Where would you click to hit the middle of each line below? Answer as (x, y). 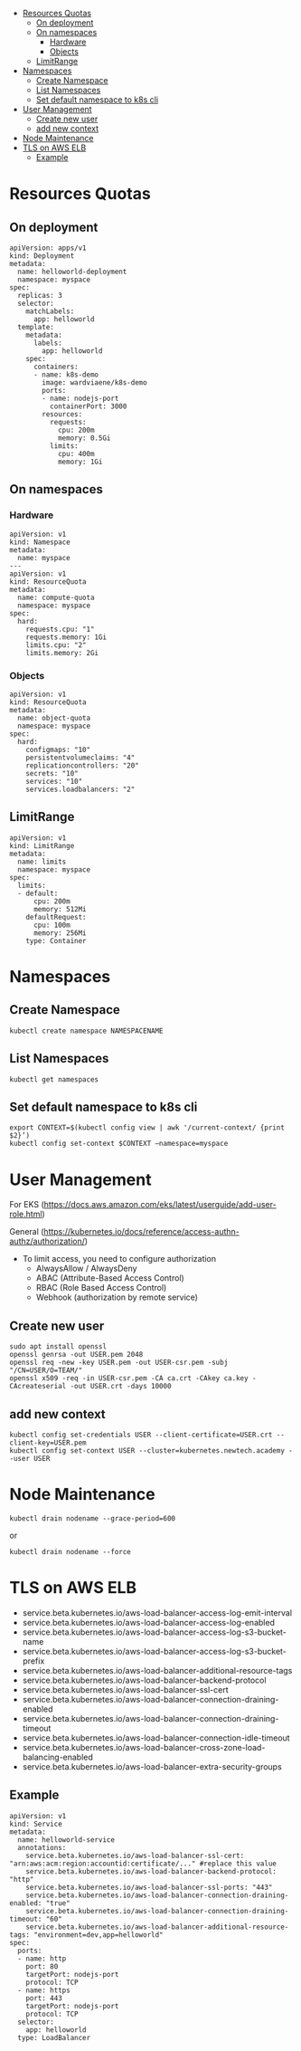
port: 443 (44, 1998)
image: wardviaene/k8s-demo (94, 383)
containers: (56, 367)
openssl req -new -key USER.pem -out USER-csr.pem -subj (119, 1363)
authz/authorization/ (47, 1241)
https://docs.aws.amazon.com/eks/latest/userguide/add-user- (160, 1205)
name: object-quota (54, 718)
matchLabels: (50, 311)
